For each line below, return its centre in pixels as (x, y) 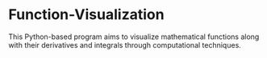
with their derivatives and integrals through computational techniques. (125, 44)
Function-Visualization (86, 15)
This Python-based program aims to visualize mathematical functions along (134, 37)
